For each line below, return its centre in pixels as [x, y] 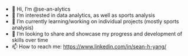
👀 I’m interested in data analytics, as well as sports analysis [83, 15]
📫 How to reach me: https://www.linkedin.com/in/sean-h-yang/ [89, 46]
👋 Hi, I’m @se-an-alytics [41, 9]
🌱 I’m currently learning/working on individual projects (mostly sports [95, 21]
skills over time [30, 40]
